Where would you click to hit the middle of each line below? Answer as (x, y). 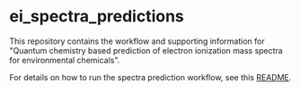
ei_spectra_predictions (97, 17)
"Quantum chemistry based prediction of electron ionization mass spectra (146, 50)
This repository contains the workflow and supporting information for (137, 41)
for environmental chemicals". (65, 60)
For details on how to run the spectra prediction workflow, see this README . (150, 77)
